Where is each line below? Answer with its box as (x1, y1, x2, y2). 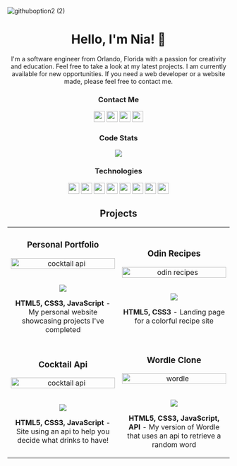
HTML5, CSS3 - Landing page (123, 307, 226, 317)
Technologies (95, 166, 142, 176)
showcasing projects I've (21, 316, 104, 326)
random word (151, 440, 197, 450)
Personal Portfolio (27, 239, 99, 250)
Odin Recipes (147, 247, 201, 259)
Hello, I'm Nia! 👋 (71, 32, 166, 47)
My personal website (28, 307, 98, 317)
